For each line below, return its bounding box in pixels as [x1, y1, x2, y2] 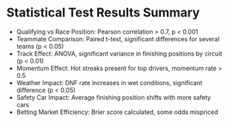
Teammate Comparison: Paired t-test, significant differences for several [16, 34, 220, 43]
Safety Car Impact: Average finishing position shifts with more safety [16, 93, 211, 101]
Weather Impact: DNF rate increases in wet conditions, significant [16, 78, 203, 87]
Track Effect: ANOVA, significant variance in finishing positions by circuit [16, 49, 223, 58]
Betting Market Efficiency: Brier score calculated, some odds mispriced [16, 108, 218, 116]
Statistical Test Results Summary [6, 5, 200, 21]
